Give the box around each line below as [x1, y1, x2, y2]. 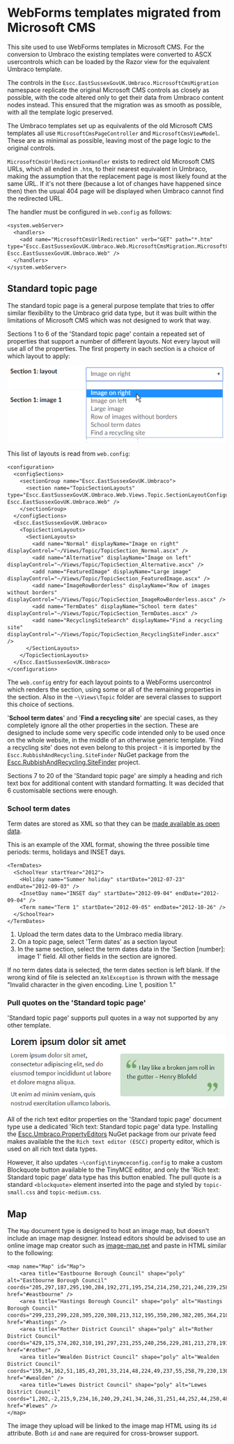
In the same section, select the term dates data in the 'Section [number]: [17, 945, 226, 954]
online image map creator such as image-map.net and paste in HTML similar [7, 1241, 227, 1250]
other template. [7, 1021, 51, 1030]
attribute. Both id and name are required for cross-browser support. [7, 1429, 199, 1437]
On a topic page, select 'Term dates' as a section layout [17, 938, 178, 946]
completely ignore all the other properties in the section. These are [7, 721, 199, 729]
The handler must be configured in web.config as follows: [7, 208, 172, 216]
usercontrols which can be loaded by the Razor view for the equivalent [7, 57, 210, 65]
